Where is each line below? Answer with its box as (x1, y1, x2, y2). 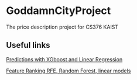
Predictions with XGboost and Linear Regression (6, 55, 123, 62)
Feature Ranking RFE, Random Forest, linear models (6, 67, 131, 74)
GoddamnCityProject (6, 4, 111, 18)
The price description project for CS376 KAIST (6, 23, 119, 30)
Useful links (6, 40, 51, 50)
